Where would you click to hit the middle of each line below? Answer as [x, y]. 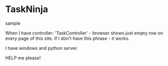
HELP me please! [23, 58]
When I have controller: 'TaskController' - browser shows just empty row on [84, 33]
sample [13, 23]
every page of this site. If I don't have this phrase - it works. [68, 38]
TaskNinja [27, 9]
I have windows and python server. [42, 48]
